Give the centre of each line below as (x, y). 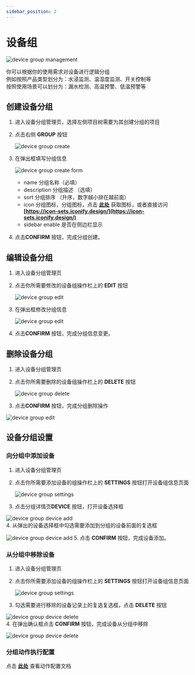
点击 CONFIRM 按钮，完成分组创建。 (59, 237)
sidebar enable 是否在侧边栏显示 (63, 224)
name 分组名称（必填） (52, 182)
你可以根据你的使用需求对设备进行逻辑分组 (58, 71)
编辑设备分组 (30, 257)
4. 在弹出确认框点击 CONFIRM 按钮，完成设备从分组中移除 (77, 624)
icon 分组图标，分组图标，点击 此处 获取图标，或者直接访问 (96, 205)
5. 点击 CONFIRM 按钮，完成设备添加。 (121, 537)
